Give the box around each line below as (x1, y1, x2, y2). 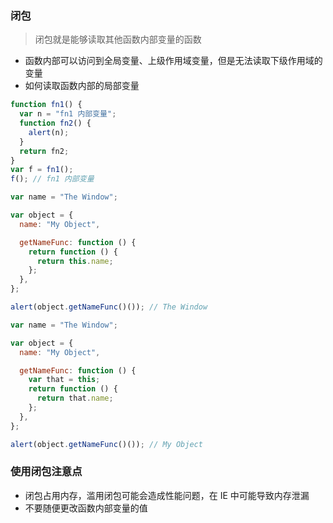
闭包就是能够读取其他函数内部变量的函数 (34, 33, 202, 46)
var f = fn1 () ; (10, 165, 74, 175)
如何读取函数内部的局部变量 (24, 80, 140, 92)
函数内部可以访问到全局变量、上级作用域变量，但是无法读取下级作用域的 (24, 55, 323, 67)
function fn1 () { (10, 100, 83, 110)
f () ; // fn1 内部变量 (10, 174, 95, 184)
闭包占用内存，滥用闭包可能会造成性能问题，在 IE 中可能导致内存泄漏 (24, 489, 310, 501)
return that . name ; (36, 393, 114, 404)
